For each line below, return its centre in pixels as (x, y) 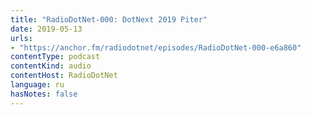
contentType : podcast (55, 57)
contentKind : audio (51, 66)
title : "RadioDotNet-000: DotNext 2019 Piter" (109, 19)
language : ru (37, 85)
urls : (21, 38)
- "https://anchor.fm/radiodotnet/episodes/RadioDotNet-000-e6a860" (156, 47)
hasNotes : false (44, 94)
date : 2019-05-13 (46, 29)
